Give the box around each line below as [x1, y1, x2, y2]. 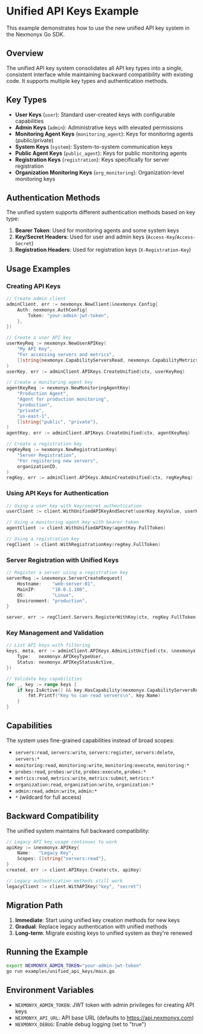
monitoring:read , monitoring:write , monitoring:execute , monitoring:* [14, 761, 190, 768]
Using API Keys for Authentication [6, 489, 109, 498]
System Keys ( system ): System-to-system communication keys [14, 143, 173, 150]
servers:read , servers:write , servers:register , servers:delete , [14, 748, 175, 756]
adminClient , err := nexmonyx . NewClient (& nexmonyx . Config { [6, 301, 158, 307]
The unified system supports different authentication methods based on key [6, 209, 195, 216]
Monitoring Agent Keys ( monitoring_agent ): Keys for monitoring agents [14, 130, 193, 137]
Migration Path [6, 900, 63, 911]
